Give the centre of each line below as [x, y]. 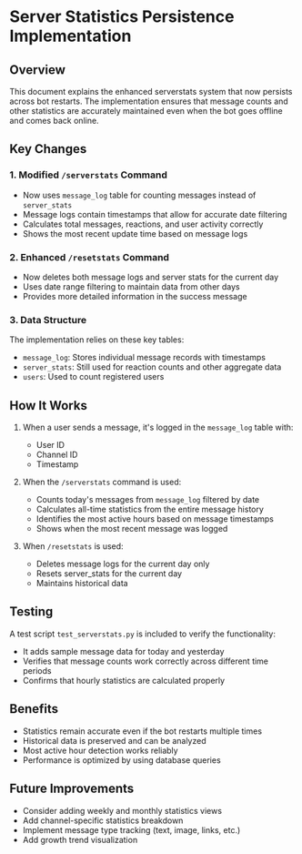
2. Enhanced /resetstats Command [90, 257]
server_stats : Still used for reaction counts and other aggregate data [152, 367]
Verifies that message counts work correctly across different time [146, 661]
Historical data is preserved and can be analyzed [114, 740]
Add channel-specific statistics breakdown [103, 820]
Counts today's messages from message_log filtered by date [148, 500]
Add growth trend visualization [80, 839]
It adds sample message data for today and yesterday [123, 651]
